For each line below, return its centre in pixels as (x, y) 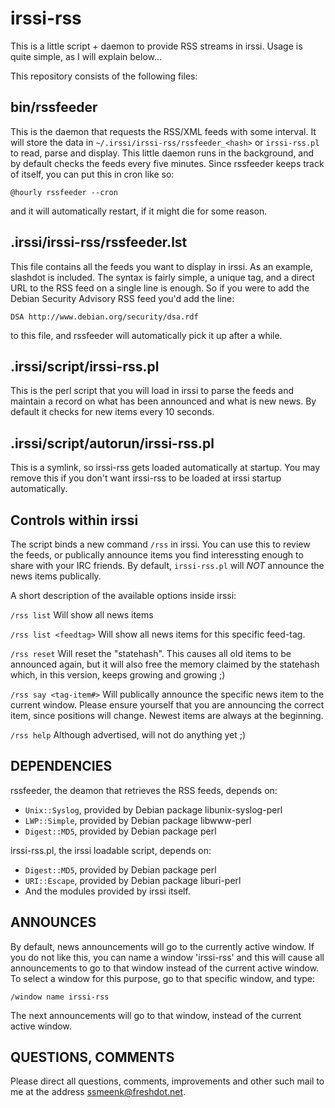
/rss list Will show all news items (82, 615)
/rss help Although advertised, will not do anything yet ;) (128, 735)
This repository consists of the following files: (104, 76)
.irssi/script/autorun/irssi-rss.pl (112, 443)
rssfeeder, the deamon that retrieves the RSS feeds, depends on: (144, 790)
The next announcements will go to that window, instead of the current (156, 1015)
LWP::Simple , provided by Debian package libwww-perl (138, 820)
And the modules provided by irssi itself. (107, 891)
